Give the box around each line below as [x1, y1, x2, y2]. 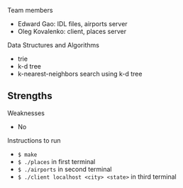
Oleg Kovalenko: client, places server [17, 28, 126, 35]
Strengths [7, 90, 52, 102]
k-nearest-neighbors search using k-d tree [17, 70, 143, 78]
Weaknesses [7, 109, 45, 117]
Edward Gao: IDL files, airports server [17, 20, 128, 28]
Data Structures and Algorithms [7, 41, 99, 49]
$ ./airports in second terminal [17, 165, 112, 173]
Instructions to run [7, 136, 62, 144]
